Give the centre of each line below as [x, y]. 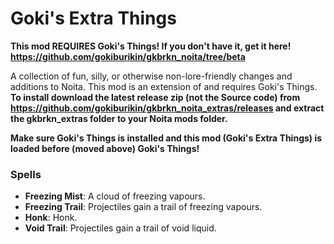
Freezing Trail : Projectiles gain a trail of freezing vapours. [143, 207]
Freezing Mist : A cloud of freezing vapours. [115, 196]
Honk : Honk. [51, 218]
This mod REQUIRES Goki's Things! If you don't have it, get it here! [151, 46]
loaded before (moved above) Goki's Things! [105, 148]
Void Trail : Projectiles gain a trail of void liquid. [120, 228]
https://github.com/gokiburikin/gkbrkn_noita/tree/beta [128, 56]
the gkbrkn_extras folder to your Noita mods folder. [119, 118]
